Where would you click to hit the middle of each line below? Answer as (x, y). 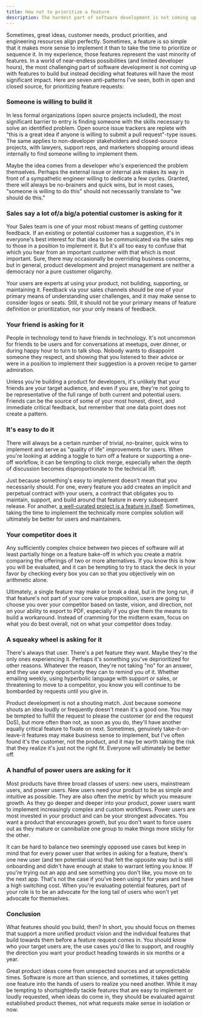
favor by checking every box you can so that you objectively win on (91, 573)
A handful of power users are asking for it (69, 770)
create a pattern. (27, 414)
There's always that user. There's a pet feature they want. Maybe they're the (102, 653)
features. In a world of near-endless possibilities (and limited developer (95, 61)
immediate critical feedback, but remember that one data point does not (96, 408)
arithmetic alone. (27, 580)
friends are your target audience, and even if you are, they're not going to (98, 388)
